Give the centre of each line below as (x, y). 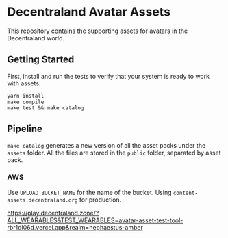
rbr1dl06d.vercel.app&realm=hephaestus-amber (75, 227)
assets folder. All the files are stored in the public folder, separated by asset (114, 153)
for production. (100, 200)
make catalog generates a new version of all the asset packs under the (106, 145)
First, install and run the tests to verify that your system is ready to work (109, 76)
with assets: (24, 83)
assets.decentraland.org (42, 200)
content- (186, 193)
